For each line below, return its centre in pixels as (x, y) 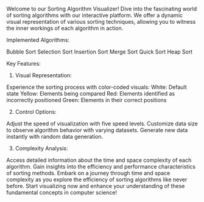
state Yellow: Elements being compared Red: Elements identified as (91, 93)
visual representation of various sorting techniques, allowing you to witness (101, 22)
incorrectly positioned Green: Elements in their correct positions (86, 100)
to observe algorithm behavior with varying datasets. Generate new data (97, 130)
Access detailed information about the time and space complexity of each (99, 160)
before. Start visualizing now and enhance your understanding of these (96, 186)
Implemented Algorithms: (38, 40)
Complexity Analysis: (41, 148)
